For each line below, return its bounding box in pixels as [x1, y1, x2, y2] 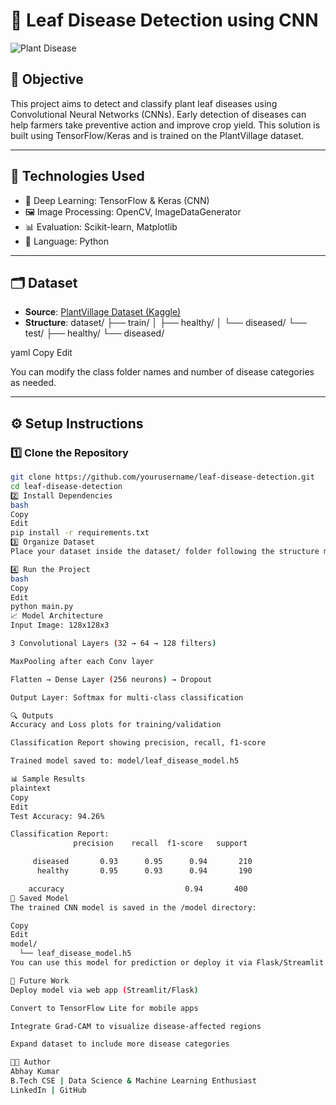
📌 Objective [10, 71, 84, 88]
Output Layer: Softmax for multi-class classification [10, 692, 244, 703]
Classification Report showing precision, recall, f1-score [10, 738, 267, 748]
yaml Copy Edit [10, 347, 73, 359]
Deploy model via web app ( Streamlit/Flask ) [10, 985, 199, 995]
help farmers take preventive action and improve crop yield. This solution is [10, 119, 321, 131]
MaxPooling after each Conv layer [10, 656, 155, 666]
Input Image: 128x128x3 [10, 620, 110, 631]
